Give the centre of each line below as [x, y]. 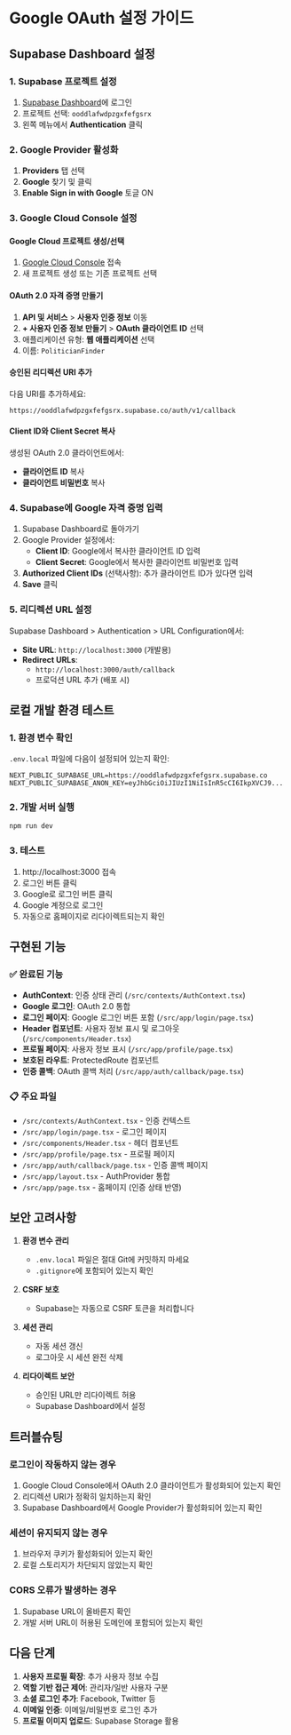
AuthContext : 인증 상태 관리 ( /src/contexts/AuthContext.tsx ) [134, 995]
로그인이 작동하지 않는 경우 [63, 1464]
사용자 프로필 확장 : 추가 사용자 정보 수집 [90, 1676]
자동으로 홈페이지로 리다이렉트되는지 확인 [94, 916]
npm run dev [31, 826]
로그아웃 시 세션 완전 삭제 [79, 1357]
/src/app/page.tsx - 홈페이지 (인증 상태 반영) [102, 1187]
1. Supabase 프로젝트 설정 [63, 81]
